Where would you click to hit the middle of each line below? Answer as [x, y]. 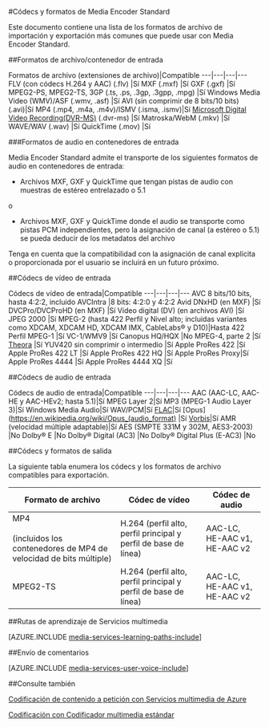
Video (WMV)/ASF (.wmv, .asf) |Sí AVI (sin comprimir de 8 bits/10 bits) [124, 101]
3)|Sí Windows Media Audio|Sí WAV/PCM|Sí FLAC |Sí [95, 410]
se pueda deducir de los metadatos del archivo [97, 238]
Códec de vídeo [159, 500]
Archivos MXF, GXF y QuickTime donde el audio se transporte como [132, 221]
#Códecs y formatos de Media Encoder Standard [89, 12]
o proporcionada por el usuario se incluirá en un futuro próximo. [114, 262]
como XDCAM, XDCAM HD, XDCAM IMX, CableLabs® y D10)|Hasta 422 [126, 327]
